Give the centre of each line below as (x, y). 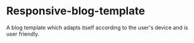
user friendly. (23, 33)
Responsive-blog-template (76, 11)
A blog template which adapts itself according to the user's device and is (97, 27)
